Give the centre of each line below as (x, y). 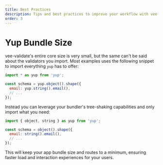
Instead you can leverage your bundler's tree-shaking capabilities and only (80, 107)
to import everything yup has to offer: (42, 66)
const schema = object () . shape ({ (39, 130)
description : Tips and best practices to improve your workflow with (77, 14)
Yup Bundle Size (39, 42)
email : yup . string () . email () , (40, 89)
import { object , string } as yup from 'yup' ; (53, 121)
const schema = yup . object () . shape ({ (43, 84)
